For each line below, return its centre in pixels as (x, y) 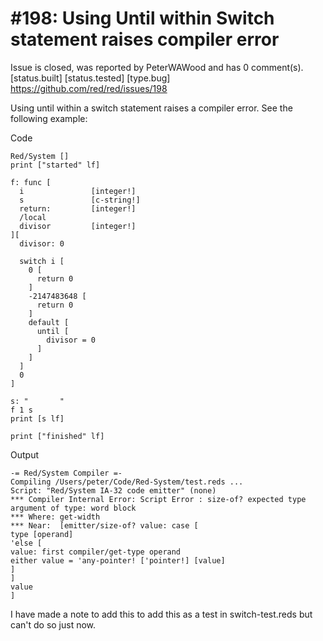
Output (24, 454)
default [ (49, 322)
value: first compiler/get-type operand (96, 552)
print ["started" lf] (55, 165)
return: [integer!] (78, 208)
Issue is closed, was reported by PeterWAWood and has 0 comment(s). (157, 67)
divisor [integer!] (78, 226)
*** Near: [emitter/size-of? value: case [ (104, 525)
